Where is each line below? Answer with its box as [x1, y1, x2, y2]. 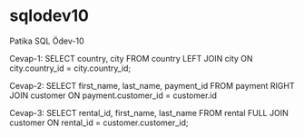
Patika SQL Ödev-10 [9, 35, 84, 46]
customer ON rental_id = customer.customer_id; [9, 117, 189, 128]
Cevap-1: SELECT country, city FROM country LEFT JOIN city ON [9, 53, 253, 64]
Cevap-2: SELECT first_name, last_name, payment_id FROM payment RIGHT [9, 80, 295, 91]
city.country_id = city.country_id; [9, 63, 132, 73]
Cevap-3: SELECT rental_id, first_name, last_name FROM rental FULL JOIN [9, 107, 289, 118]
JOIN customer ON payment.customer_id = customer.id [9, 90, 218, 101]
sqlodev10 [9, 5, 89, 26]
